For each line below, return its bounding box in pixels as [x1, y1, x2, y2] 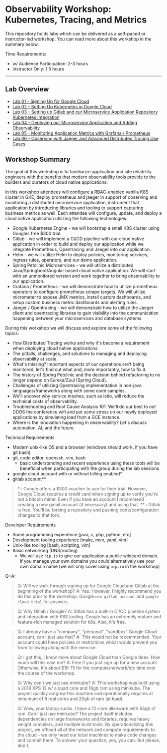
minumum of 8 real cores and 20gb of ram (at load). [17, 696, 124, 702]
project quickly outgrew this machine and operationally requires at [17, 690, 153, 696]
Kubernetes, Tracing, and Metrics [5, 14, 147, 25]
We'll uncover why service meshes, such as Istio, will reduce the [12, 393, 145, 399]
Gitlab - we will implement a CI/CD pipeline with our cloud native [12, 236, 145, 242]
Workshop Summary [5, 155, 71, 164]
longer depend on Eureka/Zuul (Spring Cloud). [12, 377, 108, 383]
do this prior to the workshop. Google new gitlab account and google [17, 593, 159, 599]
